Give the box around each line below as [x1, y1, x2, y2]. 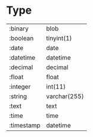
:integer [9, 82, 31, 91]
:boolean [9, 34, 34, 42]
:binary [9, 24, 29, 33]
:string [9, 92, 27, 100]
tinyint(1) [46, 34, 73, 42]
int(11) [46, 82, 66, 91]
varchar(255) [46, 92, 85, 100]
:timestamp [9, 121, 41, 129]
